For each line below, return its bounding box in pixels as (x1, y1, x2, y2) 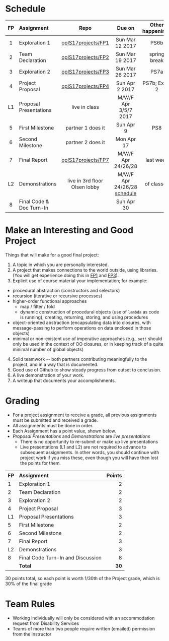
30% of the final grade (5, 581, 52, 587)
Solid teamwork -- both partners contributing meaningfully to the (12, 356, 147, 362)
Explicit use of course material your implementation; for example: (12, 278, 147, 284)
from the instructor (12, 631, 52, 637)
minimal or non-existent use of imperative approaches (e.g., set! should (12, 336, 162, 342)
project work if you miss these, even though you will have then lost (20, 455, 158, 461)
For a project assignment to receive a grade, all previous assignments (12, 412, 157, 418)
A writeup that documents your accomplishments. (12, 377, 116, 383)
